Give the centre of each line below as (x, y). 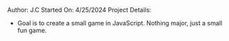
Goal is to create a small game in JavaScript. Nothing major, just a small (120, 23)
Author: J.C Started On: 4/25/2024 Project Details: (79, 10)
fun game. (32, 30)
